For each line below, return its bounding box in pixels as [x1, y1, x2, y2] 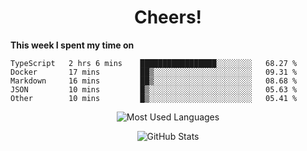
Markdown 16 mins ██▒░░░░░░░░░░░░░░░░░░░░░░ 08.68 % [10, 76, 298, 86]
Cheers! [133, 6, 203, 29]
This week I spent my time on [10, 39, 135, 51]
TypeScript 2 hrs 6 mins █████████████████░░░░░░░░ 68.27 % [10, 58, 298, 68]
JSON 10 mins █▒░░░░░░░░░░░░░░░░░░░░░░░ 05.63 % [10, 84, 298, 95]
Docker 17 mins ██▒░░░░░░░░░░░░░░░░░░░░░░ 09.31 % [10, 67, 298, 77]
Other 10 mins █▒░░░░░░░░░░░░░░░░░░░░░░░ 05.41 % [10, 93, 298, 103]
